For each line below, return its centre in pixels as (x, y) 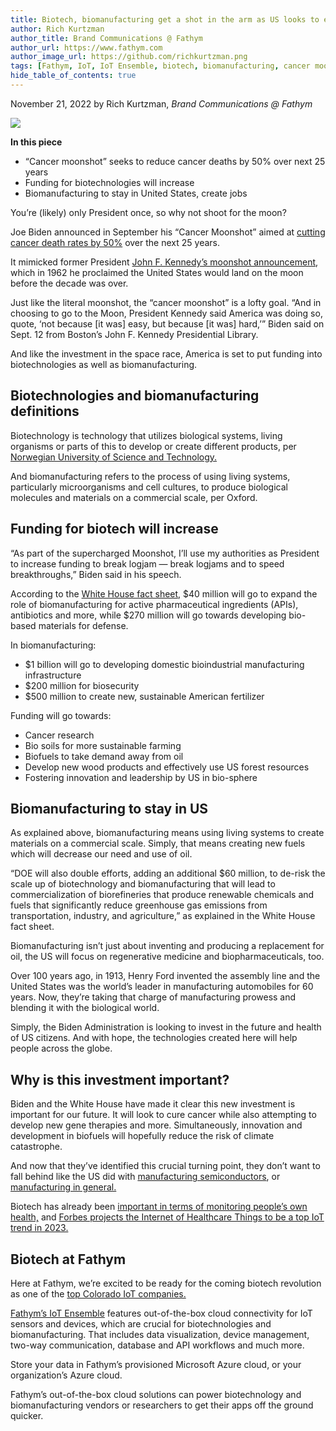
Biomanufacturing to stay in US (109, 808)
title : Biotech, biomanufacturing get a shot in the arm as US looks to (165, 19)
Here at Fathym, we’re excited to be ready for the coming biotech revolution (166, 1283)
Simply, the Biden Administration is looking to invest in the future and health (166, 1027)
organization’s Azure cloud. (66, 1375)
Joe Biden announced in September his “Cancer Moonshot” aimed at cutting (168, 232)
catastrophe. (36, 1147)
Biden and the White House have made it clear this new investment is (153, 1104)
